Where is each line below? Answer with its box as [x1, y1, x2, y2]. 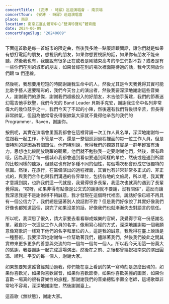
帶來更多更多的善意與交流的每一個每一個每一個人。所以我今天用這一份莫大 [9, 241, 164, 246]
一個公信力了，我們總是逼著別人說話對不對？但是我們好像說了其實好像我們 [9, 198, 164, 204]
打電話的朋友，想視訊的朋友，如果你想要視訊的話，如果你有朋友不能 [14, 51, 155, 57]
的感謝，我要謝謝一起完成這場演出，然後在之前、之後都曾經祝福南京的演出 [5, 247, 159, 253]
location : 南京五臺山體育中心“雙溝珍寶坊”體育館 [5, 21, 97, 27]
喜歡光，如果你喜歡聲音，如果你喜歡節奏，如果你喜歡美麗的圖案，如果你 [14, 270, 164, 276]
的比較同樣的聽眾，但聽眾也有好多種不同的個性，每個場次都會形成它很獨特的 [5, 161, 164, 166]
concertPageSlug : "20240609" [5, 31, 66, 36]
